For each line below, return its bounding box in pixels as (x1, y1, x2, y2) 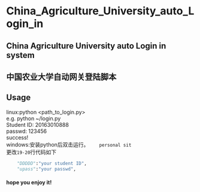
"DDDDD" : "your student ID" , (17, 160, 87, 166)
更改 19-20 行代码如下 (6, 148, 57, 156)
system (6, 50, 35, 60)
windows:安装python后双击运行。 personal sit (6, 141, 132, 148)
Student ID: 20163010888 (6, 121, 69, 128)
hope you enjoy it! (6, 179, 52, 186)
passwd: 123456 (6, 127, 47, 135)
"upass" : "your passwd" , (17, 166, 77, 172)
